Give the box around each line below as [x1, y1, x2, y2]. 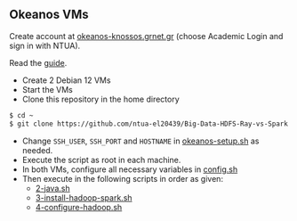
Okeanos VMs [9, 7, 89, 22]
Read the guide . [9, 57, 68, 68]
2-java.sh [35, 183, 70, 193]
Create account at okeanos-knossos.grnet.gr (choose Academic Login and [9, 30, 284, 41]
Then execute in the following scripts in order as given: [21, 173, 224, 184]
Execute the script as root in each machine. [21, 154, 181, 165]
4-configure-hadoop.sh [35, 201, 123, 212]
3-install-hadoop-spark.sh [35, 192, 132, 203]
